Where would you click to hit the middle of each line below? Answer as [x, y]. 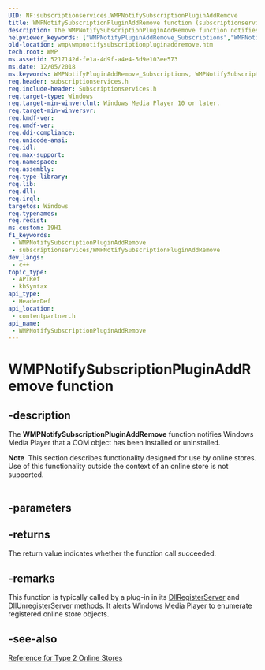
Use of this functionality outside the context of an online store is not [118, 467]
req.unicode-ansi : [38, 140]
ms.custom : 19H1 [35, 228]
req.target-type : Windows [50, 96]
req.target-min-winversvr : [52, 111]
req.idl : [22, 147]
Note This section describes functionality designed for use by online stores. [132, 458]
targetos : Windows [38, 206]
